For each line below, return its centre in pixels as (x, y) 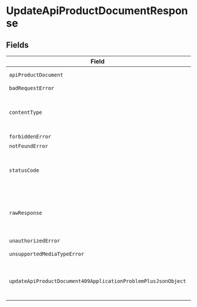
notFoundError (29, 146)
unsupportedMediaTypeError (47, 254)
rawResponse (26, 213)
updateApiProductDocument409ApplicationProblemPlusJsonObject (98, 281)
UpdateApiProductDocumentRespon (97, 11)
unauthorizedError (35, 241)
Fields (18, 45)
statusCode (24, 171)
